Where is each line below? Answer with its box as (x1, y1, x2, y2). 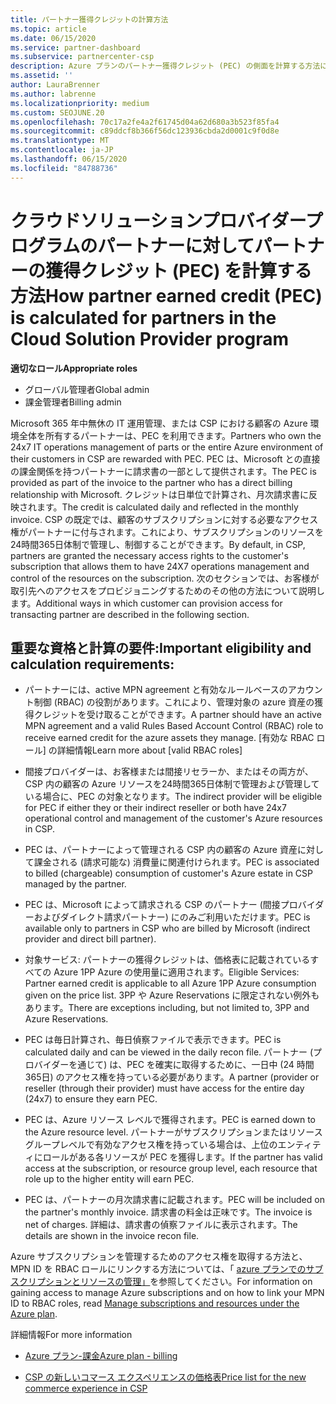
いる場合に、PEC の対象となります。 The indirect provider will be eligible (24, 791, 323, 803)
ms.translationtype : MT (10, 136, 110, 146)
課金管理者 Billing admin (24, 396, 122, 408)
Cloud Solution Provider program (10, 327, 290, 350)
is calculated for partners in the (10, 306, 277, 329)
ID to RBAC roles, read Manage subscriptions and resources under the (10, 1297, 300, 1310)
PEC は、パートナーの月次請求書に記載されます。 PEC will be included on (24, 1194, 325, 1206)
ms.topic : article (10, 24, 87, 34)
